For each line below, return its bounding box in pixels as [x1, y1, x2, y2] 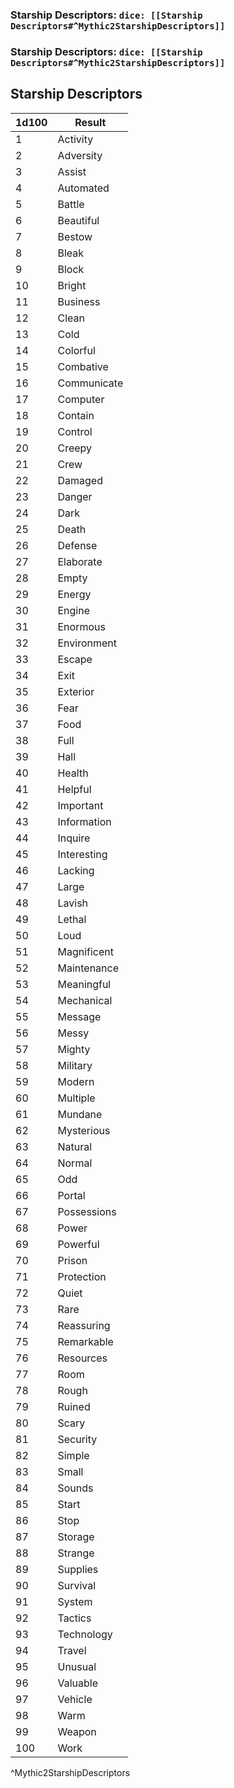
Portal [57, 1188, 86, 1202]
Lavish [57, 896, 89, 910]
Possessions [57, 1204, 117, 1218]
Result [74, 115, 107, 129]
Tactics [57, 1611, 92, 1625]
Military [57, 1058, 93, 1072]
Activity [57, 132, 94, 146]
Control [57, 424, 93, 438]
